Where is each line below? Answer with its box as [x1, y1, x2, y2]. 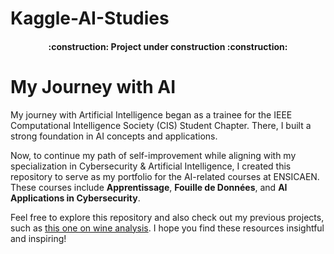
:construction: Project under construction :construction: [48, 40, 288, 52]
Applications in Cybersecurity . [10, 192, 141, 204]
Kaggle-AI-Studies [10, 7, 170, 30]
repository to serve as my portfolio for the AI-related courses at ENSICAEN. [10, 170, 320, 182]
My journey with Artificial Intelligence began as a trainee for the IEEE [10, 108, 293, 121]
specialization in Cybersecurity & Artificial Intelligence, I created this [10, 160, 292, 172]
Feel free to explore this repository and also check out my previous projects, [10, 211, 325, 223]
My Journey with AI [10, 75, 177, 98]
